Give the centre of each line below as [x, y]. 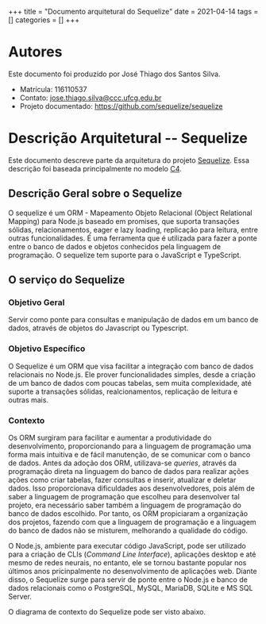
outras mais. [29, 399]
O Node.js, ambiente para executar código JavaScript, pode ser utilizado [127, 545]
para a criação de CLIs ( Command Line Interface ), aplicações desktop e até [132, 554]
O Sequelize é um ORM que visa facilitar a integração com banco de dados [131, 366]
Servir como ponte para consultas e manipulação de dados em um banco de [133, 320]
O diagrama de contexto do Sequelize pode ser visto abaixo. [107, 611]
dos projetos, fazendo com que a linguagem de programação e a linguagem [132, 522]
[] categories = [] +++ [44, 20]
